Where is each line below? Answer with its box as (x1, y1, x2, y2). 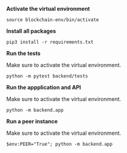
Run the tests (6, 50, 41, 57)
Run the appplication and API (6, 84, 81, 91)
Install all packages (6, 27, 57, 34)
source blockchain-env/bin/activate (6, 17, 99, 23)
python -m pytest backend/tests (6, 73, 88, 79)
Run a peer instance (6, 118, 58, 125)
